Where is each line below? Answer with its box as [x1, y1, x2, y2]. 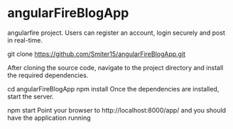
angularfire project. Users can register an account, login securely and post [7, 28, 225, 37]
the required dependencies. [7, 71, 89, 79]
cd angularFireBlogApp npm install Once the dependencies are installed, [7, 84, 220, 93]
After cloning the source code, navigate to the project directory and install [7, 63, 224, 72]
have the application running [7, 113, 91, 122]
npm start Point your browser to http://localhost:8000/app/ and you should [7, 106, 226, 114]
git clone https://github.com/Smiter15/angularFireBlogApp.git [7, 50, 186, 58]
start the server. [7, 92, 55, 101]
